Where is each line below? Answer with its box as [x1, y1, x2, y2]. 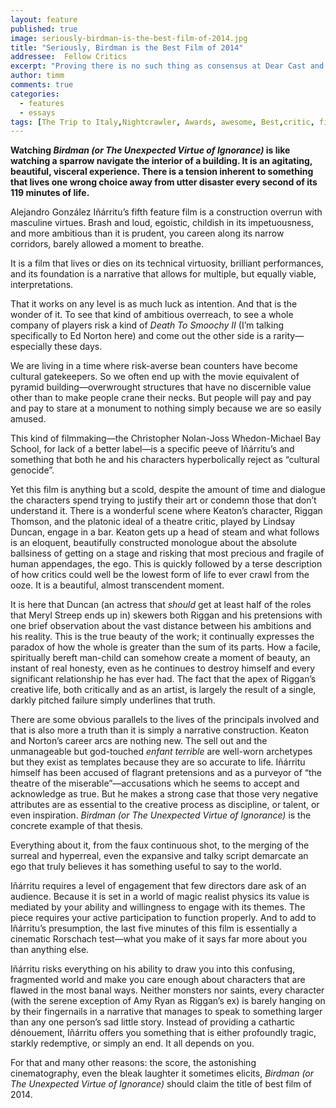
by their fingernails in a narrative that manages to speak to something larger [10, 1006, 323, 1018]
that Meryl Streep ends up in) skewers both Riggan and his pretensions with [10, 609, 323, 621]
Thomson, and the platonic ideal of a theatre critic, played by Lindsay [10, 516, 296, 528]
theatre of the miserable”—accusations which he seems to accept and [10, 777, 300, 790]
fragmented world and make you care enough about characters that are [10, 974, 306, 986]
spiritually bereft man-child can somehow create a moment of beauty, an [10, 652, 311, 664]
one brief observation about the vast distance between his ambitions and [10, 620, 312, 632]
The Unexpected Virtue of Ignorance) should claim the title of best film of [10, 1078, 312, 1090]
